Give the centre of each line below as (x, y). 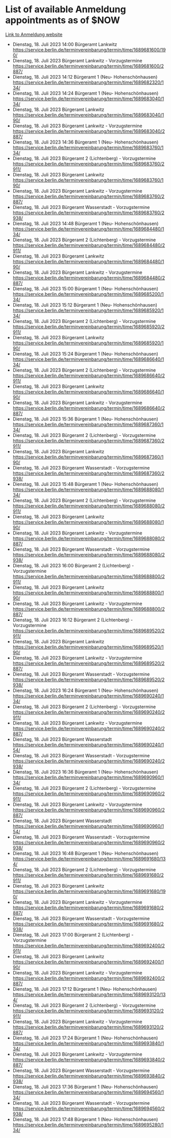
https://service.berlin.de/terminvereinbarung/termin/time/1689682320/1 (88, 82)
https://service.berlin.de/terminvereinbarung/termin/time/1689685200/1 (88, 294)
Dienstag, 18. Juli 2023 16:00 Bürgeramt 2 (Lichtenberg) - (73, 565)
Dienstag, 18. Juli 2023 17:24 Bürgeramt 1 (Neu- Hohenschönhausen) (85, 1038)
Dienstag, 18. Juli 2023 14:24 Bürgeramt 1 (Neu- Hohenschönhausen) (86, 93)
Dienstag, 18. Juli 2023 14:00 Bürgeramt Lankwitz (65, 44)
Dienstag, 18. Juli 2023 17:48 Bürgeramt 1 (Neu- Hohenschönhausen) (85, 1119)
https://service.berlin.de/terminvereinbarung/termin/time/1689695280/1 (88, 1125)
